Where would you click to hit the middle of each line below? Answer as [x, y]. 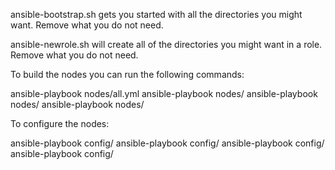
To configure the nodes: [60, 123]
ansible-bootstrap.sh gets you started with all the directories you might [156, 14]
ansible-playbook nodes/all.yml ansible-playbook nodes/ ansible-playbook [164, 93]
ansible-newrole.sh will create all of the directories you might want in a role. [166, 44]
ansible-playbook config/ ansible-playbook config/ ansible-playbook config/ [167, 143]
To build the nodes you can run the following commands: [127, 74]
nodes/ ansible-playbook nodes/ [77, 104]
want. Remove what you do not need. [87, 25]
